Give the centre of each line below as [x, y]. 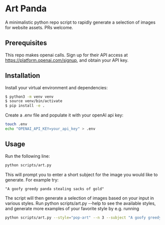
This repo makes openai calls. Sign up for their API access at [67, 55]
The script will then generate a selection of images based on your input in [80, 198]
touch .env [16, 124]
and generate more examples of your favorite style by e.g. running [72, 208]
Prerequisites [26, 43]
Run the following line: [27, 156]
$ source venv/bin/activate [34, 101]
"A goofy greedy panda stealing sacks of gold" [55, 189]
